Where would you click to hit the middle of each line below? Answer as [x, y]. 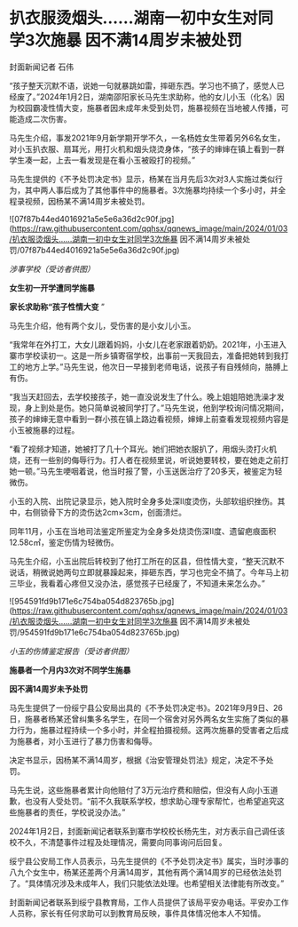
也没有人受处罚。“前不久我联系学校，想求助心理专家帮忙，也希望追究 [151, 801]
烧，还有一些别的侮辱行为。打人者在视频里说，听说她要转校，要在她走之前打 [149, 460]
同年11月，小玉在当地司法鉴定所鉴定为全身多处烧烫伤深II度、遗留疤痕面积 [143, 531]
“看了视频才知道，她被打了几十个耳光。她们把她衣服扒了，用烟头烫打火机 [143, 449]
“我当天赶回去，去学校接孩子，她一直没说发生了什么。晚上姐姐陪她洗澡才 [143, 396]
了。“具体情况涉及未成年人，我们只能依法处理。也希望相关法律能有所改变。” [147, 883]
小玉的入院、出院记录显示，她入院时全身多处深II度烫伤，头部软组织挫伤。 [143, 501]
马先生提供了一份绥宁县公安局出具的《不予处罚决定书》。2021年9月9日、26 [146, 707]
